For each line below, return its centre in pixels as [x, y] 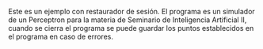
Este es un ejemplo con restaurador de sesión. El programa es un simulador [131, 11]
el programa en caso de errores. [61, 36]
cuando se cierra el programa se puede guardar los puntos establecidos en [131, 28]
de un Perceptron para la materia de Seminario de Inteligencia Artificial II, [128, 20]
